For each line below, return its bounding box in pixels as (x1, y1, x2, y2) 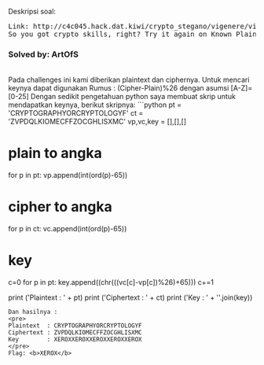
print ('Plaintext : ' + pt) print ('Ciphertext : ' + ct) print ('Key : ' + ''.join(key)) (8, 293, 253, 302)
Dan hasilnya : (8, 308, 58, 316)
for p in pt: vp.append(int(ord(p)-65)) (8, 171, 128, 180)
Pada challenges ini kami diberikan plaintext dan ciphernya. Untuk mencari (8, 75, 250, 85)
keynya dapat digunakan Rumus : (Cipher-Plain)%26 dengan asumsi (8, 83, 229, 93)
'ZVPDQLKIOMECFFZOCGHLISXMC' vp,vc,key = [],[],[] (8, 117, 187, 127)
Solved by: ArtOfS (8, 49, 79, 60)
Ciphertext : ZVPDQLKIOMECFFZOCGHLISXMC (8, 329, 143, 337)
